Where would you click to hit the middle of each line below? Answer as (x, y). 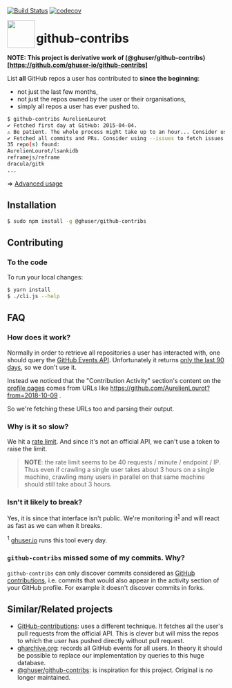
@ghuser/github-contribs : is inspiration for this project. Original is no (115, 670)
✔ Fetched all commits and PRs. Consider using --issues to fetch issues (116, 138)
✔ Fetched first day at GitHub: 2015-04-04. (72, 125)
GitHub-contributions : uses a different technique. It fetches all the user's (120, 626)
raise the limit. (27, 449)
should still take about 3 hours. (68, 484)
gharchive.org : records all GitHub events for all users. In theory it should (119, 648)
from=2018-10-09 (32, 395)
